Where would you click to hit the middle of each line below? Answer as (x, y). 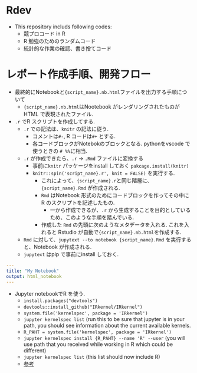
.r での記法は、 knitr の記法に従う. (66, 129)
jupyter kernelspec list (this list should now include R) (92, 357)
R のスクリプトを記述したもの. (78, 202)
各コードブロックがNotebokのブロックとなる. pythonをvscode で (111, 143)
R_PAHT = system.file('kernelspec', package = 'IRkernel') (98, 332)
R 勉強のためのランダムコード (60, 41)
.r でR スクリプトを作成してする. (55, 121)
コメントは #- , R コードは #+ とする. (74, 136)
